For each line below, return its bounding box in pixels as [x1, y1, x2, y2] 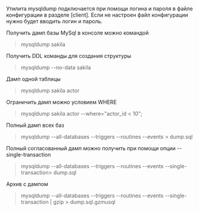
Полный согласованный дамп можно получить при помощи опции [6, 145, 176, 151]
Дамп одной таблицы [6, 76, 61, 82]
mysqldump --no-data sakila [20, 64, 91, 71]
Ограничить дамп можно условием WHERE [6, 98, 117, 105]
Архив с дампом [6, 181, 49, 187]
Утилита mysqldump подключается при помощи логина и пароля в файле [6, 5, 193, 12]
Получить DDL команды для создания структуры [6, 52, 132, 59]
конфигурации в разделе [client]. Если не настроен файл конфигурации [6, 11, 188, 18]
